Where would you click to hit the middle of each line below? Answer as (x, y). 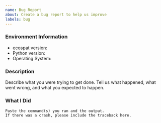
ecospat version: (30, 48)
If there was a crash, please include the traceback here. (68, 115)
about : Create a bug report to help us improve (56, 15)
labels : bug (18, 19)
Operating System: (32, 58)
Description (20, 71)
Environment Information (36, 37)
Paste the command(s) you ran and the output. (55, 111)
